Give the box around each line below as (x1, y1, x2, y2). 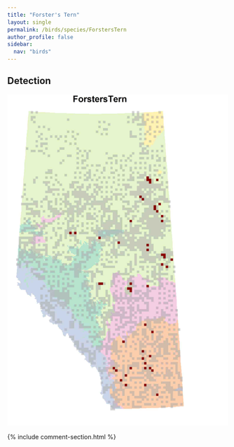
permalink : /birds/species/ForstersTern (7, 26, 128, 33)
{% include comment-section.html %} (7, 432, 117, 441)
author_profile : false (7, 34, 74, 41)
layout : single (7, 18, 52, 26)
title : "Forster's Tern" (7, 11, 80, 18)
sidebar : (7, 41, 33, 48)
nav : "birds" (13, 48, 52, 55)
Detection (7, 75, 51, 87)
